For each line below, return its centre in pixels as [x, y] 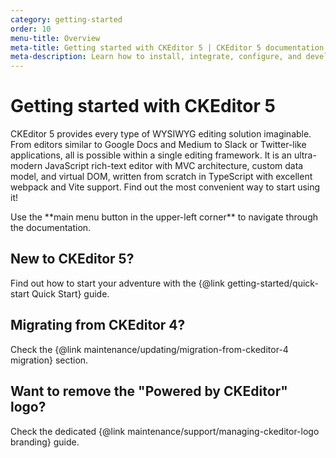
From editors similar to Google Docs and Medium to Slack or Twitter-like [158, 145]
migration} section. [49, 360]
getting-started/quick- [272, 283]
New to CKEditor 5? [72, 259]
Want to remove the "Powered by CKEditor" [149, 391]
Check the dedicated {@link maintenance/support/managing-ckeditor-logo [165, 431]
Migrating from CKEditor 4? [98, 325]
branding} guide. [45, 442]
